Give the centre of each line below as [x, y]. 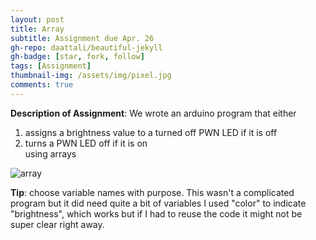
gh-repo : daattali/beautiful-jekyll [86, 47]
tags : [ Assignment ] [51, 66]
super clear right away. [57, 224]
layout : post [37, 19]
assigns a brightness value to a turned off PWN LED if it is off [151, 132]
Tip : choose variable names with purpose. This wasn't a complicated [152, 192]
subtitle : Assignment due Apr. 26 [82, 38]
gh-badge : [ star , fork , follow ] [77, 57]
